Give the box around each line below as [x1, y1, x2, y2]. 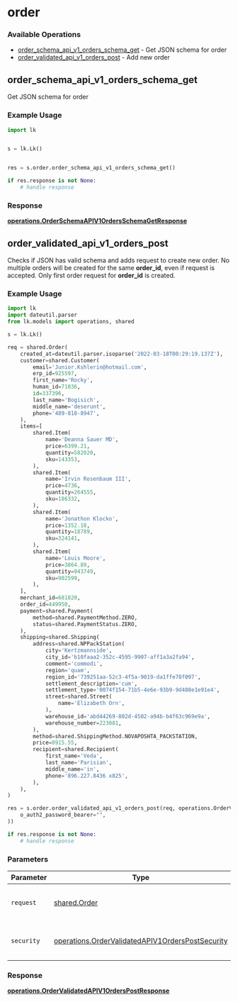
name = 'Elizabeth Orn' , [57, 700, 125, 707]
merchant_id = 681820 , [20, 594, 81, 601]
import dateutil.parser [7, 311, 78, 319]
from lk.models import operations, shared [7, 318, 135, 325]
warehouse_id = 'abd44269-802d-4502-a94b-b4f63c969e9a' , [45, 713, 211, 720]
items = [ [20, 423, 42, 430]
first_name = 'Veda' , [45, 752, 103, 759]
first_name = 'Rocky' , [33, 377, 93, 384]
